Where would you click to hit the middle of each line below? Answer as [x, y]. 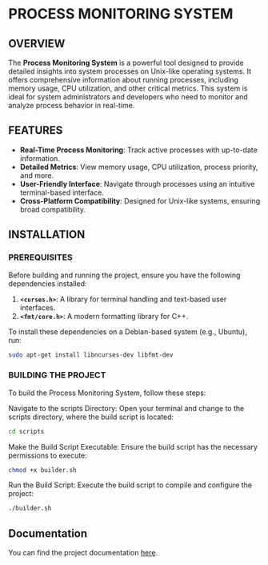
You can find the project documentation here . [83, 553]
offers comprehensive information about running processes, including [123, 80]
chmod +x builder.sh [43, 470]
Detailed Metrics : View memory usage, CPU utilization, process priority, [139, 167]
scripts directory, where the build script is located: [91, 417]
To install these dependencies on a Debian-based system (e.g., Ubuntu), [128, 331]
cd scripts [26, 431]
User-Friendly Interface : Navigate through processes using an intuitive [137, 184]
